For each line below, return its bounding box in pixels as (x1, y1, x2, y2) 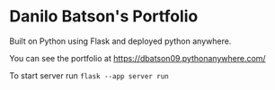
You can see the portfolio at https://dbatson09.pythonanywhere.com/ (9, 53, 267, 63)
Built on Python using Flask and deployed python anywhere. (9, 36, 232, 46)
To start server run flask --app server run (9, 70, 169, 81)
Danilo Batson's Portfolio (9, 6, 199, 27)
